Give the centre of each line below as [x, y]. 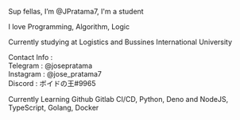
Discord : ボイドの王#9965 [52, 83]
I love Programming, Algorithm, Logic [69, 26]
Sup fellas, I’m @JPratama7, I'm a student [76, 11]
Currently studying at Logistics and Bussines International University [120, 42]
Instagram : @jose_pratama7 [55, 74]
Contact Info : [31, 57]
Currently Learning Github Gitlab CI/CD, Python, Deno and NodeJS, [118, 99]
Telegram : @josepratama [50, 66]
